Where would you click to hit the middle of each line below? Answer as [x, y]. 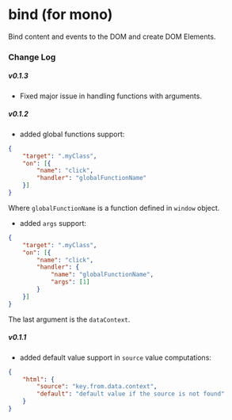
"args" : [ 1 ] [70, 282]
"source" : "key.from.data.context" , [97, 387]
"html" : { [39, 379]
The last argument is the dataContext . [69, 319]
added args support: [53, 223]
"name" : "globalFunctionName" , [102, 275]
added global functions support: [72, 134]
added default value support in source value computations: [116, 357]
